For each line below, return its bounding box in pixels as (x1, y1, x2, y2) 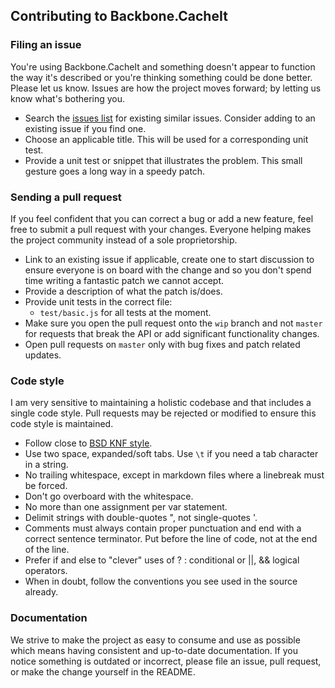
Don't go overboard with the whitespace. (24, 490, 194, 503)
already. (24, 586, 59, 598)
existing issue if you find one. (24, 122, 147, 134)
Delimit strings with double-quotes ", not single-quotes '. (24, 512, 258, 524)
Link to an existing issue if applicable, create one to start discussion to (24, 253, 315, 265)
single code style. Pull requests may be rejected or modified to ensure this (10, 407, 317, 419)
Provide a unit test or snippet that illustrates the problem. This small (24, 154, 303, 166)
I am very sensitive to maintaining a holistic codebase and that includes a (10, 397, 312, 409)
